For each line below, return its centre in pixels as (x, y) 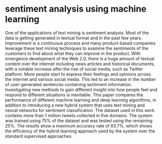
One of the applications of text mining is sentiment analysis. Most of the (77, 33)
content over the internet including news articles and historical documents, (80, 64)
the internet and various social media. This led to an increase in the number (81, 79)
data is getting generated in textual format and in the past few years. (74, 38)
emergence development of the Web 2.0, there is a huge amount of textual (80, 58)
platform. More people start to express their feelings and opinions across (78, 74)
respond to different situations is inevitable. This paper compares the (74, 95)
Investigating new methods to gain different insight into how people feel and (81, 90)
